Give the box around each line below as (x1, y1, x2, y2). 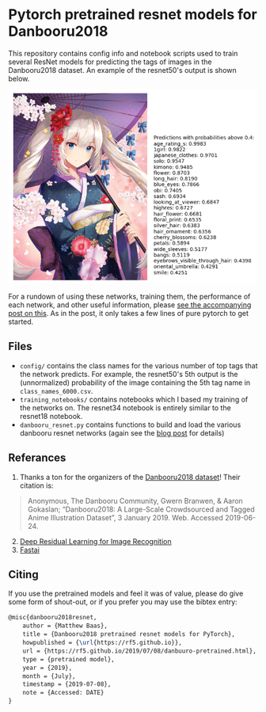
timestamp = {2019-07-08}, (22, 680, 112, 688)
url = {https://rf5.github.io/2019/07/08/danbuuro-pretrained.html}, (22, 647, 257, 655)
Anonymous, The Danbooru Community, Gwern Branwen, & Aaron (27, 496, 243, 505)
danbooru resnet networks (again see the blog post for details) (19, 428, 225, 437)
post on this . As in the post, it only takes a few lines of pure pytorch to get (8, 308, 249, 318)
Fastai (19, 545, 40, 554)
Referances (8, 451, 66, 465)
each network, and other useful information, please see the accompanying (8, 299, 252, 310)
